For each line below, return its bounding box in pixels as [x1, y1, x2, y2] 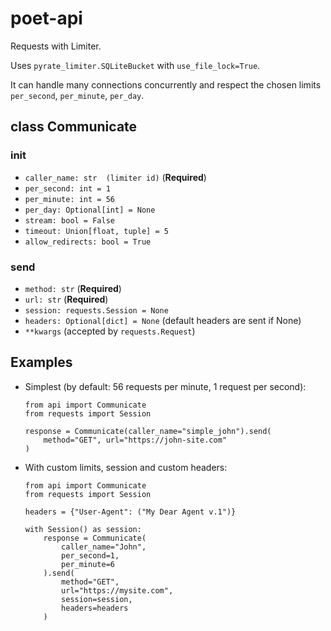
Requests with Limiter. [10, 40, 102, 52]
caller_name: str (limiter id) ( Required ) [24, 171, 207, 183]
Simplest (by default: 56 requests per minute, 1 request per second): [24, 380, 307, 392]
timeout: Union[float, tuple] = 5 [24, 226, 169, 236]
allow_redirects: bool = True [24, 237, 152, 247]
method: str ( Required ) [24, 282, 122, 294]
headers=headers [61, 603, 129, 613]
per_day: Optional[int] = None [24, 205, 156, 215]
